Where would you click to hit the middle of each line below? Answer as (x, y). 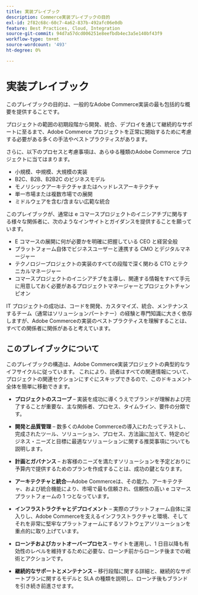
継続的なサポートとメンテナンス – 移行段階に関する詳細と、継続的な (98, 571)
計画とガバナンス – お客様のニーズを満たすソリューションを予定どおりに (103, 461)
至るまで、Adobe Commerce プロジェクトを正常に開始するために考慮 (107, 132)
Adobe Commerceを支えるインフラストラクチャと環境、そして (111, 516)
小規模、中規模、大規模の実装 (51, 171)
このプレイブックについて (53, 349)
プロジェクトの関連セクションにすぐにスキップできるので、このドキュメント (99, 379)
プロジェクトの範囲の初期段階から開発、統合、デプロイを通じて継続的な (94, 124)
